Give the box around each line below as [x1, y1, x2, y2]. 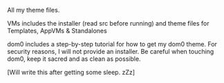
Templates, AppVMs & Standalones [7, 27, 107, 35]
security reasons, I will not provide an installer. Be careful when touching [7, 48, 214, 55]
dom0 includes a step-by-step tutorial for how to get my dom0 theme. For [7, 40, 218, 48]
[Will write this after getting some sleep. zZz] [7, 68, 136, 76]
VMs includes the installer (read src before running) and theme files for [7, 19, 209, 27]
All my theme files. [7, 6, 60, 14]
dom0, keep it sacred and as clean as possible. [7, 55, 141, 63]
